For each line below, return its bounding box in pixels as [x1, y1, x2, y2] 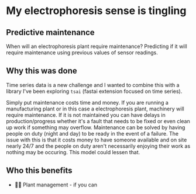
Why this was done [6, 66, 77, 76]
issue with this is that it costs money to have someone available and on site [6, 136, 187, 143]
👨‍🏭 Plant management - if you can [14, 181, 98, 188]
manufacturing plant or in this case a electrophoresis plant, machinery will [6, 105, 184, 112]
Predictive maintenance [6, 27, 95, 37]
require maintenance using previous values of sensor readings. [6, 49, 158, 56]
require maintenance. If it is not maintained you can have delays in [6, 111, 166, 118]
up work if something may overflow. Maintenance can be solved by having [6, 124, 185, 131]
